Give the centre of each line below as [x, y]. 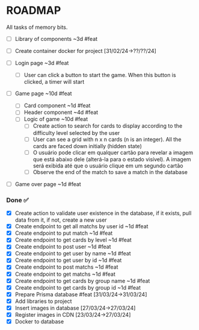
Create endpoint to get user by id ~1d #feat [68, 260]
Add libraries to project [43, 301]
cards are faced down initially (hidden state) [87, 146]
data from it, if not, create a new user [61, 220]
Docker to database [39, 321]
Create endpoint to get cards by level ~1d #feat [73, 240]
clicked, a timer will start [54, 82]
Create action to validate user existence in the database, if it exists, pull [103, 213]
